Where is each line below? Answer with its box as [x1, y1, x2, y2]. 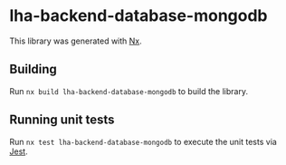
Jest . [9, 146, 29, 157]
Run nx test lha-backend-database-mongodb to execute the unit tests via [9, 136, 278, 147]
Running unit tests [9, 112, 115, 128]
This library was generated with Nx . [9, 35, 142, 46]
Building [9, 62, 57, 77]
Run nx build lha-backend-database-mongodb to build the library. [9, 85, 249, 96]
